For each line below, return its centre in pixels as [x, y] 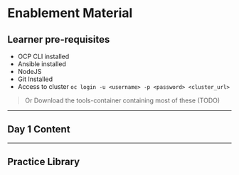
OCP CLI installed [43, 56]
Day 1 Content [39, 129]
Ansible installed [42, 64]
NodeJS [30, 71]
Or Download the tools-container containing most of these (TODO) [122, 100]
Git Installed [35, 79]
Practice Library [44, 162]
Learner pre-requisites [59, 39]
